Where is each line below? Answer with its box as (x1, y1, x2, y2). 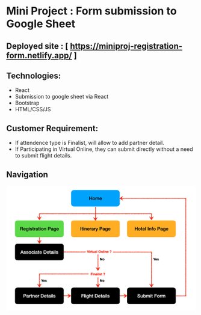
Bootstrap (14, 99, 40, 106)
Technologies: (6, 70, 61, 81)
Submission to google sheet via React (14, 93, 109, 100)
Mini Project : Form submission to (6, 4, 177, 18)
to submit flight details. (14, 152, 72, 159)
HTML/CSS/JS (14, 106, 51, 113)
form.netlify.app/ (6, 50, 72, 61)
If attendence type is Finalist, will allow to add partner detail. (14, 139, 164, 147)
